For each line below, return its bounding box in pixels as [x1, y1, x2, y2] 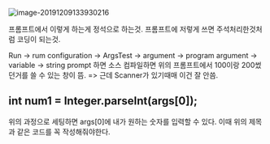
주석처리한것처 [216, 24, 263, 34]
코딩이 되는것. [16, 35, 61, 44]
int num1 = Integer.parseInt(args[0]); [8, 94, 198, 108]
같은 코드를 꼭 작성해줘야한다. [16, 126, 111, 137]
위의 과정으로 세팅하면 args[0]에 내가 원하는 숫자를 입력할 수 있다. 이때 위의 [8, 116, 247, 126]
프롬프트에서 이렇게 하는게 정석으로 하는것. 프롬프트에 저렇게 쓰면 [8, 24, 216, 34]
